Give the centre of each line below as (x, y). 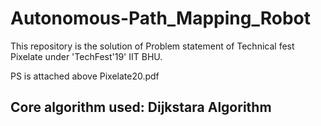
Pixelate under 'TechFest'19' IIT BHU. (86, 56)
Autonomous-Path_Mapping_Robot (161, 18)
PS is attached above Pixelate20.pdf (85, 76)
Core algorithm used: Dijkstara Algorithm (141, 107)
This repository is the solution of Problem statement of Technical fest (152, 46)
